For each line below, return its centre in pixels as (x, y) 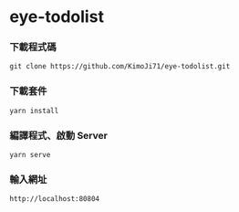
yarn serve (30, 155)
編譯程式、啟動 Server (58, 135)
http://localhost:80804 (55, 199)
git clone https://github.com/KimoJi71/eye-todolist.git (120, 67)
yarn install (34, 111)
